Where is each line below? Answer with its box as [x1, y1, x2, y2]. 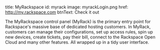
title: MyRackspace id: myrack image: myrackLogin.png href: [5, 4, 128, 10]
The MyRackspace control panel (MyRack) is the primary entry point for [5, 19, 151, 24]
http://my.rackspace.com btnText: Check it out [5, 9, 99, 15]
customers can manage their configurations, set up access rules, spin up [5, 29, 153, 34]
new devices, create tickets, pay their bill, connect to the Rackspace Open [5, 34, 156, 40]
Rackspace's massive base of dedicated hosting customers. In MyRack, [5, 24, 151, 30]
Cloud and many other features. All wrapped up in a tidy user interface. [5, 39, 149, 45]
